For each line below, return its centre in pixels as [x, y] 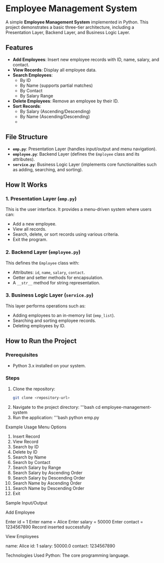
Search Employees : [33, 75]
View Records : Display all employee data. [54, 70]
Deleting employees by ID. [39, 325]
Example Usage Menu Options [36, 427]
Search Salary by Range [37, 467]
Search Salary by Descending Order [49, 478]
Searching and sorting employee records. [54, 321]
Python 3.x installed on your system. [49, 365]
